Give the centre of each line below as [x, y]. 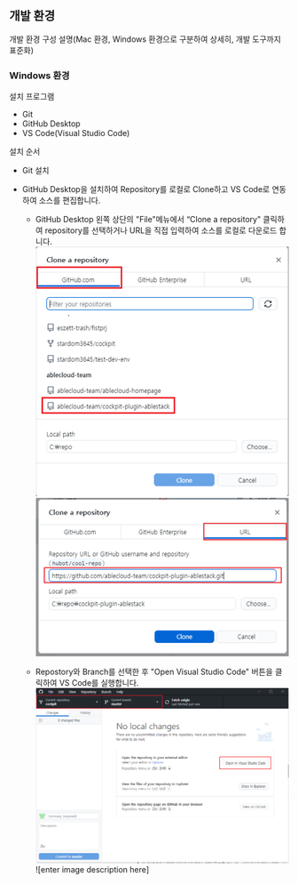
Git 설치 [35, 171]
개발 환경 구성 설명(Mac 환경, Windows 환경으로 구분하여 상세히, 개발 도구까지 [145, 39]
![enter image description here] [92, 869]
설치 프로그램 [32, 97]
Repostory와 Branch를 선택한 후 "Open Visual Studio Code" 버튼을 [154, 672]
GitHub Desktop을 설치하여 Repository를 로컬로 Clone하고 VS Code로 [146, 189]
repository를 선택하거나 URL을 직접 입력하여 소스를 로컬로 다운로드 [161, 230]
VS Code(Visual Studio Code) [76, 133]
